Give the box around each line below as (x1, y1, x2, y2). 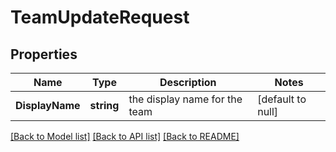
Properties (10, 46, 78, 63)
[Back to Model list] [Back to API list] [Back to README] (10, 131, 240, 142)
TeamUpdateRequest (10, 6, 190, 29)
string (89, 99, 120, 112)
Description (159, 76, 217, 89)
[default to (257, 92, 307, 106)
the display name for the (128, 92, 243, 106)
